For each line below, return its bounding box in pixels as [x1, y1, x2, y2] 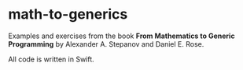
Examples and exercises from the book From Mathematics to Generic [8, 31, 235, 40]
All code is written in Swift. [8, 54, 94, 64]
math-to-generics [8, 5, 128, 23]
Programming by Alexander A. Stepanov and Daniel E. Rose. [8, 39, 204, 48]
